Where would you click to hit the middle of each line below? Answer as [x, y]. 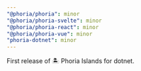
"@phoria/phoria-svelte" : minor [54, 21]
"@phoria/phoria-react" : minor [53, 27]
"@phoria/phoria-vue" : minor [50, 34]
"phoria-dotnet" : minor [42, 40]
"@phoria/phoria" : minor [43, 14]
